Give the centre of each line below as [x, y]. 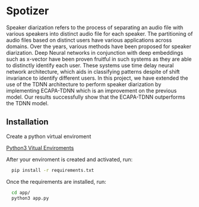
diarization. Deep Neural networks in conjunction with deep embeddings [95, 52]
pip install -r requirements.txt [53, 170]
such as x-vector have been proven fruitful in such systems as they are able [99, 59]
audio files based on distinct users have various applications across [89, 40]
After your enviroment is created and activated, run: [69, 159]
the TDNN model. [27, 103]
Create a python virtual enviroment [49, 136]
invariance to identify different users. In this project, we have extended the [97, 78]
